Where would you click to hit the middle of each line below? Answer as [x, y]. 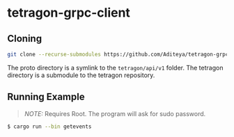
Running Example [46, 97]
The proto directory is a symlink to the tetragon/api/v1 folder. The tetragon [115, 67]
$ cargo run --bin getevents [49, 127]
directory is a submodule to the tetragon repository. [81, 75]
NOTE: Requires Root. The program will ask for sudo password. [115, 113]
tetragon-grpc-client [69, 13]
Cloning [25, 39]
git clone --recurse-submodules [54, 54]
